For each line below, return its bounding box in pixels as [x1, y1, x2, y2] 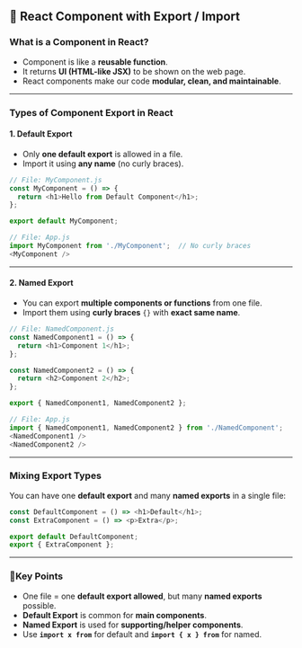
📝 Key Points [9, 570, 64, 582]
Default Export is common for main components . [22, 609, 207, 620]
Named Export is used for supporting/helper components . [22, 619, 244, 630]
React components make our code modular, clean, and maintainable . [22, 75, 281, 86]
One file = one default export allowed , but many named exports [22, 590, 262, 601]
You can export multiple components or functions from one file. [22, 297, 262, 308]
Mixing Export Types [9, 469, 102, 482]
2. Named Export [9, 278, 74, 288]
